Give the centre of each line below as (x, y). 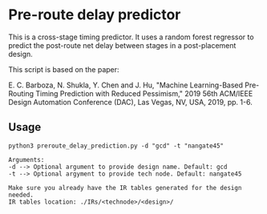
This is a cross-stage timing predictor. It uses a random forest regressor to (131, 37)
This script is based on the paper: (64, 69)
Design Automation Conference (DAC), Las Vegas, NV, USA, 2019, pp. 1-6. (130, 102)
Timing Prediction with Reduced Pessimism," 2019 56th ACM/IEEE (144, 93)
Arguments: (26, 159)
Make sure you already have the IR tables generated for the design (125, 188)
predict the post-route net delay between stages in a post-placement (122, 45)
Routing (21, 93)
